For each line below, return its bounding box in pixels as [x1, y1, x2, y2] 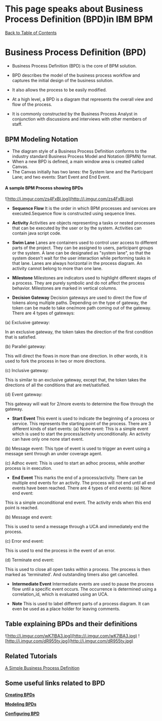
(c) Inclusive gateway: [5, 367, 49, 373]
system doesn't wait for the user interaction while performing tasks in [12, 255, 151, 261]
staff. [12, 121, 23, 127]
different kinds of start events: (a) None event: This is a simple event [12, 426, 148, 431]
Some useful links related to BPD [5, 679, 105, 687]
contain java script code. [12, 230, 61, 236]
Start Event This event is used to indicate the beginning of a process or [12, 415, 155, 421]
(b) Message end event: [5, 514, 53, 520]
